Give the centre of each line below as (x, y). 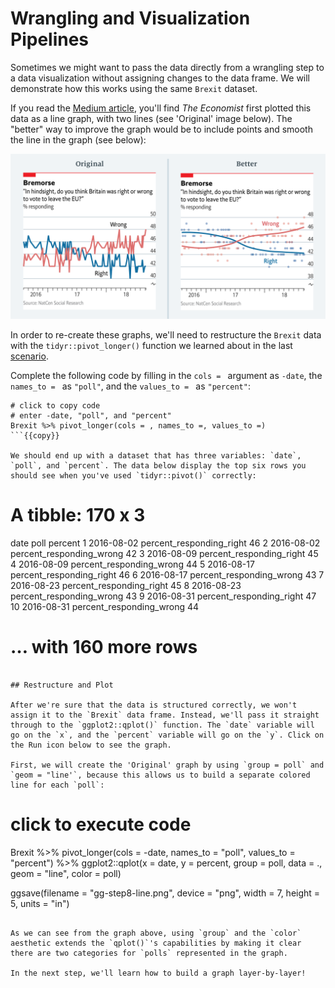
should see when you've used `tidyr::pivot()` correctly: (133, 475)
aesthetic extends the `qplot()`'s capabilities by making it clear (156, 943)
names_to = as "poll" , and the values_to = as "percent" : (130, 386)
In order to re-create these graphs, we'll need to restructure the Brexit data (166, 334)
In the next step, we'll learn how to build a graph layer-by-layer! (158, 973)
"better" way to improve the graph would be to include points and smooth (161, 129)
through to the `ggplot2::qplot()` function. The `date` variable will (162, 725)
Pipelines (50, 39)
